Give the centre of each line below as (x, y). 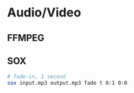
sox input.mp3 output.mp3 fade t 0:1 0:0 (67, 83)
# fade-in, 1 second (37, 77)
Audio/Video (44, 13)
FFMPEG (26, 38)
